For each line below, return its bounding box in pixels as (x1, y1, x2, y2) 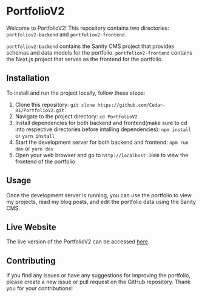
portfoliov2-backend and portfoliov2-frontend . (6, 30, 126, 38)
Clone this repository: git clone (15, 101, 95, 108)
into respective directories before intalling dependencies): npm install (15, 126, 192, 133)
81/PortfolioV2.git (15, 107, 65, 113)
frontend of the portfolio (15, 158, 76, 165)
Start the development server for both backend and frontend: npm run (15, 138, 189, 146)
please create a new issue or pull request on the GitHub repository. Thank (6, 278, 191, 286)
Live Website (6, 222, 56, 232)
